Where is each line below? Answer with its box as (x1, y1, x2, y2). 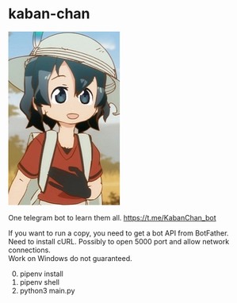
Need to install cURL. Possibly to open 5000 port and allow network (8, 236, 230, 246)
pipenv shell (19, 277, 59, 286)
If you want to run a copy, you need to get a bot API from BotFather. (8, 228, 229, 238)
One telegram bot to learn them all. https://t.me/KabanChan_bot (8, 213, 216, 222)
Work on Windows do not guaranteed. (8, 253, 132, 263)
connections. (8, 245, 52, 255)
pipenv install (19, 269, 63, 278)
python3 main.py (19, 286, 75, 295)
